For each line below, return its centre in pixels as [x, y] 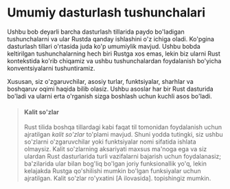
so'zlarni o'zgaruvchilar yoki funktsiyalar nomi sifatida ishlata [110, 142]
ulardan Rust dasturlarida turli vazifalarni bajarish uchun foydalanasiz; [123, 157]
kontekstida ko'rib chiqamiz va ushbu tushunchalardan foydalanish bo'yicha [114, 60]
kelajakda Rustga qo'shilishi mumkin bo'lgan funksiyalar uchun [112, 171]
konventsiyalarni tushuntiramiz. [51, 68]
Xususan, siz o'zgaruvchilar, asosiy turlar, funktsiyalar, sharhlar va [100, 81]
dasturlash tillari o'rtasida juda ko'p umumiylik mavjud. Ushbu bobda [104, 46]
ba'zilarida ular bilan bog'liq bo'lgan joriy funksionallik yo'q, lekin [115, 164]
